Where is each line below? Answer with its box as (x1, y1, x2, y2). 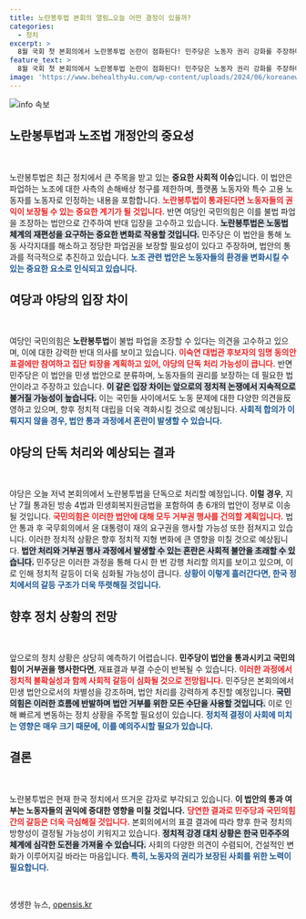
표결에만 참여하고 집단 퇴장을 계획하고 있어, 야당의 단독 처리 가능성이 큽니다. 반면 (9, 358, 293, 369)
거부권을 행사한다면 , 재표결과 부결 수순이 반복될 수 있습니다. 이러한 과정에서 (25, 664, 293, 675)
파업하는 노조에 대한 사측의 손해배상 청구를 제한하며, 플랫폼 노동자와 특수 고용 (9, 183, 284, 194)
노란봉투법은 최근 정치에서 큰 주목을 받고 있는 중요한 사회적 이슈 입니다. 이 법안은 (9, 171, 293, 182)
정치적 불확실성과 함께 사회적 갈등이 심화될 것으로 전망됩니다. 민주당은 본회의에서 (9, 676, 294, 686)
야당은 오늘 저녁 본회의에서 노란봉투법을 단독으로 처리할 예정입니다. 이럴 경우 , (9, 489, 284, 500)
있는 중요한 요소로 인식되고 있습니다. (9, 263, 138, 274)
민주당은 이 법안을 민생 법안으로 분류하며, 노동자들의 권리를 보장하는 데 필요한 (9, 370, 284, 381)
